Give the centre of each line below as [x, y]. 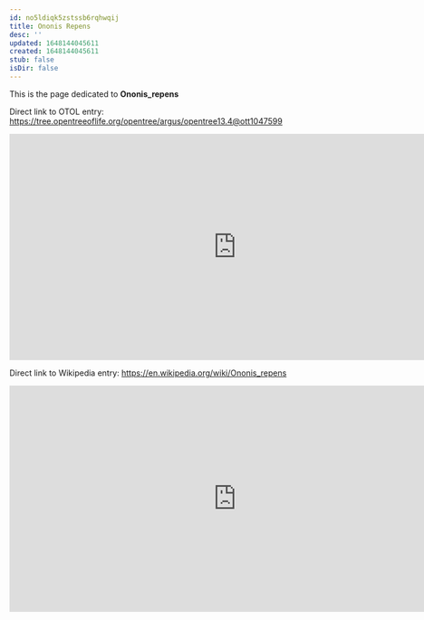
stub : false [32, 60]
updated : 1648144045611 [54, 43]
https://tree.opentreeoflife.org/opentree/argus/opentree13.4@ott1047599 [146, 121]
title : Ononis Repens [50, 26]
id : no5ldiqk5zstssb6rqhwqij [64, 18]
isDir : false [34, 69]
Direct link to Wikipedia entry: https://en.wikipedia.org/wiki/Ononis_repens [148, 373]
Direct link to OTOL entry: [57, 111]
